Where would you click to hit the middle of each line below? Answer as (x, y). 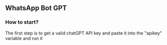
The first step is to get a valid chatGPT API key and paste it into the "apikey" (84, 33)
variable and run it (24, 38)
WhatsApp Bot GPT (36, 8)
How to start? (22, 22)
